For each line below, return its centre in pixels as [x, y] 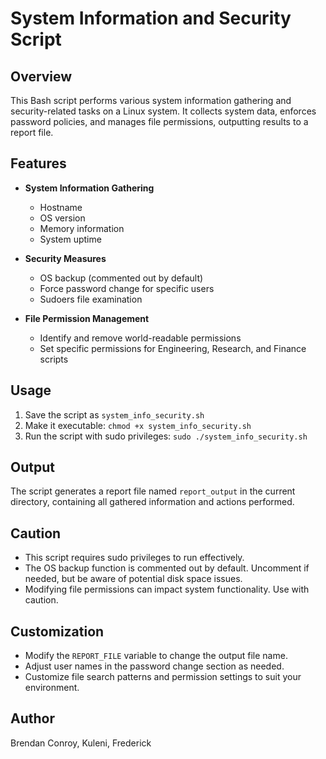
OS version [62, 218]
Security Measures [65, 258]
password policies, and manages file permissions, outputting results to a [159, 121]
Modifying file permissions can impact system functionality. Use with [167, 589]
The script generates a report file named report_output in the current [153, 491]
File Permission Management [87, 318]
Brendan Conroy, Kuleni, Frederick [81, 743]
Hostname [61, 207]
